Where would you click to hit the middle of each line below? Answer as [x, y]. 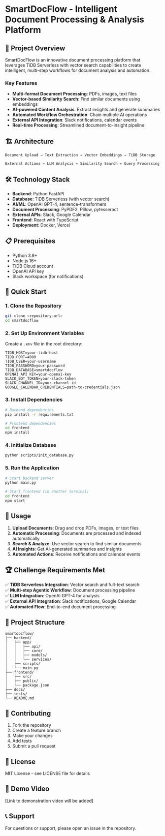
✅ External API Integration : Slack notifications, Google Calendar [71, 601]
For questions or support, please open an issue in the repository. [71, 828]
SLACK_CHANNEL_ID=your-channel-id [41, 383]
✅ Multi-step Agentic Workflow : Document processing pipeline [70, 590]
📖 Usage [18, 516]
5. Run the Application [32, 468]
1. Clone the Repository [33, 306]
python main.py [21, 483]
